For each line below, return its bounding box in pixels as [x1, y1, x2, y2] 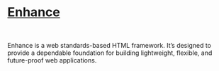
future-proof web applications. [7, 56, 97, 64]
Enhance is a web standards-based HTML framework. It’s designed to [7, 41, 211, 49]
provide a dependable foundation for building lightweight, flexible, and [7, 49, 213, 57]
